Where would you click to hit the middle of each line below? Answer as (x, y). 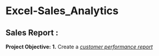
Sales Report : (32, 33)
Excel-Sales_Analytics (62, 11)
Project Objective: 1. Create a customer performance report (79, 47)
